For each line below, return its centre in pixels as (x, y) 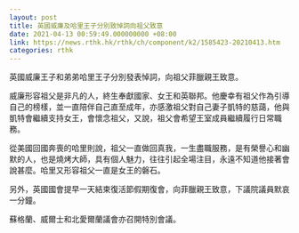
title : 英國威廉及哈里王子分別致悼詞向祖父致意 (86, 26)
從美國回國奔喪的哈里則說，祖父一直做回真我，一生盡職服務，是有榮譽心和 (145, 149)
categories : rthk (41, 51)
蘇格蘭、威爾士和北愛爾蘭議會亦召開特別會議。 (95, 220)
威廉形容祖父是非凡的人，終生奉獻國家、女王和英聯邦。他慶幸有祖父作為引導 (149, 96)
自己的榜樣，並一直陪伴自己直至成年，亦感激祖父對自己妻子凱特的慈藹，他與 (149, 107)
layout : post (33, 17)
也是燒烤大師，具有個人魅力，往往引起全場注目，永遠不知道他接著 (161, 159)
